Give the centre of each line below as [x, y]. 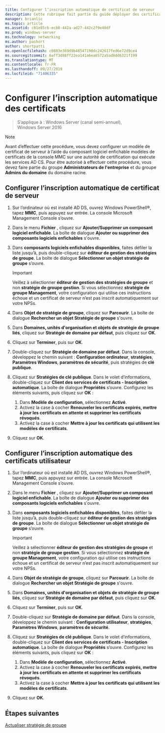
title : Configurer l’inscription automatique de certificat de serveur [80, 10]
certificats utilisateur [38, 461]
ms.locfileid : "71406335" [31, 74]
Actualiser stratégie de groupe [36, 725]
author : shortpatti [25, 46]
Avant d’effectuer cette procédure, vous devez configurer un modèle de [78, 146]
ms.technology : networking [33, 37]
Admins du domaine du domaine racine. [46, 172]
